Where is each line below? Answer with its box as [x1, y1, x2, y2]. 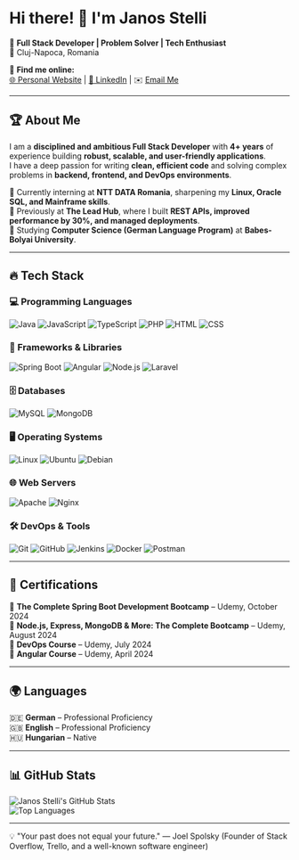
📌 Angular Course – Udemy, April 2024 [9, 648, 154, 659]
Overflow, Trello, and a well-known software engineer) [9, 841, 209, 852]
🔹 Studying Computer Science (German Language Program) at [9, 225, 243, 235]
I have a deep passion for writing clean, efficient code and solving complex [9, 160, 287, 170]
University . [34, 233, 77, 244]
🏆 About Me [9, 113, 81, 128]
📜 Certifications [9, 577, 99, 593]
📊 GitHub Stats [9, 767, 96, 782]
